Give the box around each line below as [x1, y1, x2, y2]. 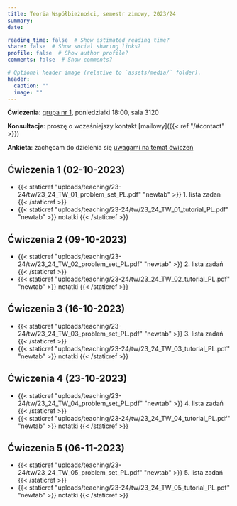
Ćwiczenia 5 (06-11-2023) [7, 442, 126, 454]
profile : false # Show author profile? [7, 50, 129, 57]
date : [7, 23, 23, 31]
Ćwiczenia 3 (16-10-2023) [7, 303, 126, 315]
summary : [7, 17, 33, 24]
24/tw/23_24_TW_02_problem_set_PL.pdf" [17, 260, 143, 268]
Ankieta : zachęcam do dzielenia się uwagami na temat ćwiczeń [7, 143, 194, 152]
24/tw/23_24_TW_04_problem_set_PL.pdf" [17, 399, 143, 407]
